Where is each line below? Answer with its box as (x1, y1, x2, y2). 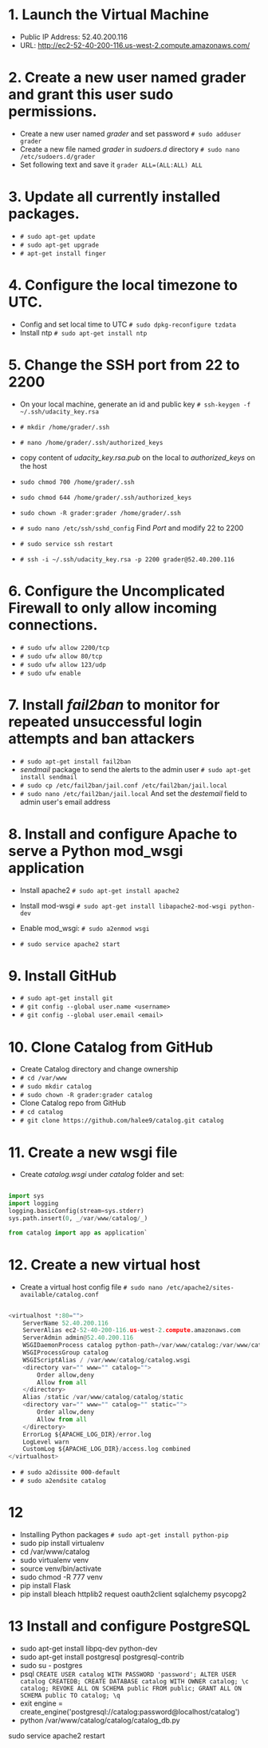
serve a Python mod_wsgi (8, 842, 183, 860)
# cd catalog (19, 1108, 64, 1116)
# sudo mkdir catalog (19, 1083, 92, 1091)
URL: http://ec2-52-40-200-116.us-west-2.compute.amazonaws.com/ (19, 40, 250, 50)
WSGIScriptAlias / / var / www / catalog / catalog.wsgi (22, 1356, 191, 1364)
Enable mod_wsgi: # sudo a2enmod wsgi (19, 923, 150, 933)
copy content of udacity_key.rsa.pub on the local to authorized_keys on (19, 453, 255, 462)
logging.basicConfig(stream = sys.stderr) (8, 1207, 145, 1215)
